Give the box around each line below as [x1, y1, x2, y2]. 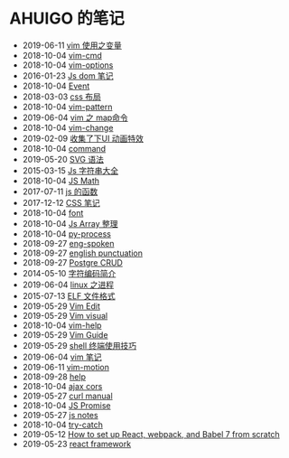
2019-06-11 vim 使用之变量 [22, 40, 122, 51]
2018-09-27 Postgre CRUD [22, 257, 124, 267]
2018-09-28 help [22, 371, 86, 382]
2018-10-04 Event [22, 80, 90, 91]
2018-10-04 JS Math [22, 175, 100, 186]
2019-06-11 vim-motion [22, 361, 110, 372]
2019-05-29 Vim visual [22, 310, 108, 321]
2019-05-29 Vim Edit [22, 300, 101, 312]
